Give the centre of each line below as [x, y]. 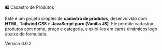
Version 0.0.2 [18, 43]
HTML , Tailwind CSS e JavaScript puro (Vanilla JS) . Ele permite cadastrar [79, 24]
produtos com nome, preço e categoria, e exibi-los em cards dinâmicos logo [81, 29]
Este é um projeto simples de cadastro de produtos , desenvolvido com [76, 18]
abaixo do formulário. [26, 34]
